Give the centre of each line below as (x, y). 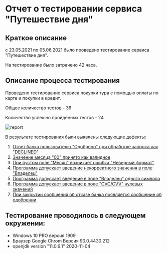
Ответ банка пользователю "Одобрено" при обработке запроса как (85, 146)
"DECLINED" (26, 152)
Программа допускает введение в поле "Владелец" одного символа (86, 178)
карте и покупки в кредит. (33, 98)
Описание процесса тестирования (63, 81)
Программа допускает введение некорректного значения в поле (82, 168)
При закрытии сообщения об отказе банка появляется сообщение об (87, 194)
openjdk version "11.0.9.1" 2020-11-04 (51, 246)
